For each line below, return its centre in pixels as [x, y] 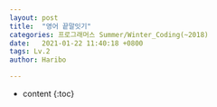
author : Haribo [38, 60]
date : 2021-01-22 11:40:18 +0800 [76, 43]
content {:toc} [48, 93]
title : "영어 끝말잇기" [51, 26]
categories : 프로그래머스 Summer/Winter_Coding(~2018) [109, 34]
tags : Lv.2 [30, 52]
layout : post [34, 18]
